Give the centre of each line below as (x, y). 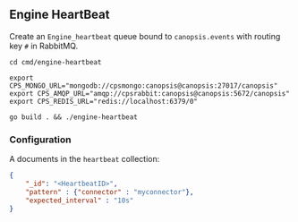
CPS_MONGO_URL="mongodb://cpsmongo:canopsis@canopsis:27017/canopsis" (144, 85)
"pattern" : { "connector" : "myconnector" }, (110, 192)
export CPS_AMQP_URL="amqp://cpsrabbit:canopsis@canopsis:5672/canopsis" (150, 93)
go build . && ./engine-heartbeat (74, 117)
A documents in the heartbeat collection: (85, 159)
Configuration (40, 140)
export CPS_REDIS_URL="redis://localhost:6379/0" (104, 101)
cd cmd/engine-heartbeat (55, 62)
